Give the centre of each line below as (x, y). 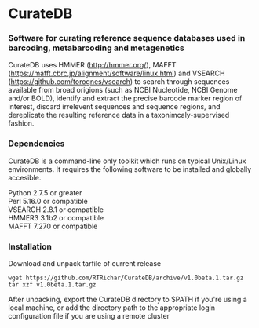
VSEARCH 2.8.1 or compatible (56, 210)
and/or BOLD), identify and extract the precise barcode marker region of (125, 98)
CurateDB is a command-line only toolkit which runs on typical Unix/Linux (127, 161)
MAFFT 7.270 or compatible (53, 226)
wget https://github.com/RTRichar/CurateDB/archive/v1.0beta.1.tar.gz (126, 278)
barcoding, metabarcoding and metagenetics (96, 48)
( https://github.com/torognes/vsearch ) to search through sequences (119, 82)
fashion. (21, 123)
